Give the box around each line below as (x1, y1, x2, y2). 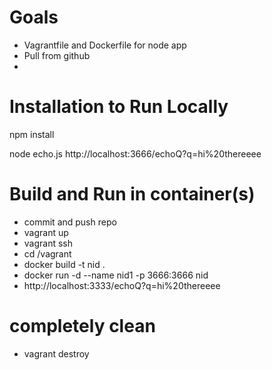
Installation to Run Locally (9, 96, 229, 118)
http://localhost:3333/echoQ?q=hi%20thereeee (23, 279, 221, 291)
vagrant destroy (23, 347, 90, 360)
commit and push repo (23, 216, 117, 228)
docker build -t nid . (23, 258, 106, 270)
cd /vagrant (23, 247, 72, 260)
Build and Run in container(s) (9, 183, 256, 206)
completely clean (9, 315, 156, 337)
